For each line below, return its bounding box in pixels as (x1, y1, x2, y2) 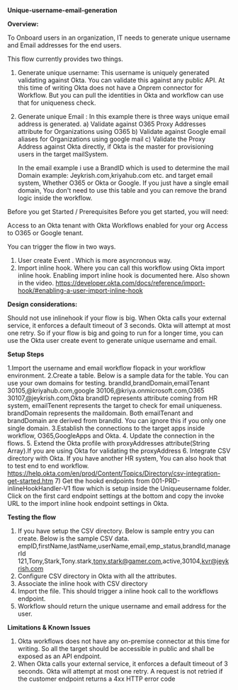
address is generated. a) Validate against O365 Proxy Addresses (17, 120, 207, 128)
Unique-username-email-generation (7, 6, 118, 14)
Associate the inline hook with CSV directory (17, 579, 148, 587)
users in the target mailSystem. (17, 150, 108, 158)
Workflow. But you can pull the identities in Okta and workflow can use (17, 91, 225, 99)
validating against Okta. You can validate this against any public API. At (17, 76, 225, 84)
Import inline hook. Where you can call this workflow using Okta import (17, 264, 225, 272)
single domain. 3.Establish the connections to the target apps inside (7, 424, 205, 432)
